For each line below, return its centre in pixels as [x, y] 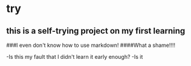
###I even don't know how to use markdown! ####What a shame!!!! [91, 45]
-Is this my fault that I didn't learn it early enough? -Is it [75, 57]
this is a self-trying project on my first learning [96, 31]
